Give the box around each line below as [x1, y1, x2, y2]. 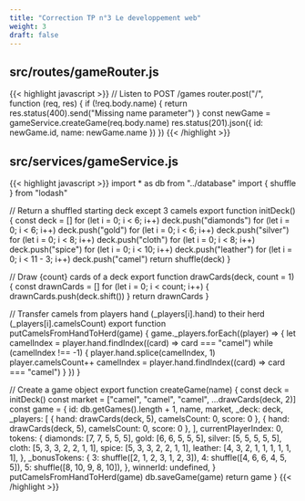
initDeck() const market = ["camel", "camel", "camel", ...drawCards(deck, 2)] [9, 394, 297, 404]
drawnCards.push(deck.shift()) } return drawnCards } [9, 291, 209, 301]
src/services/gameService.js [9, 153, 179, 169]
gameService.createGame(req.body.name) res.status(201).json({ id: [9, 118, 264, 129]
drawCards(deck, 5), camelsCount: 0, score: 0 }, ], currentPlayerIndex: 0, [9, 423, 284, 433]
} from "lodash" [9, 188, 68, 198]
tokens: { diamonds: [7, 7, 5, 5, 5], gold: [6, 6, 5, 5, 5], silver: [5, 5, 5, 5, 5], [9, 433, 282, 444]
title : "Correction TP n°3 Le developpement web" [9, 13, 202, 23]
